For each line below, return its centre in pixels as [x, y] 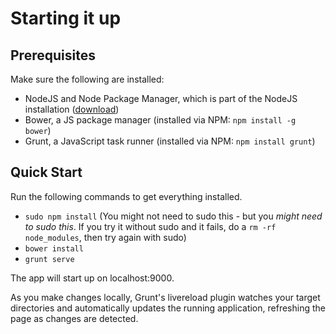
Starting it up [66, 18]
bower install [54, 248]
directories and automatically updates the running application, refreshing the [168, 308]
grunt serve [49, 259]
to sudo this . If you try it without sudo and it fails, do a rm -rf [150, 226]
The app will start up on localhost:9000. [92, 278]
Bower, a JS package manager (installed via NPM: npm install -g [160, 120]
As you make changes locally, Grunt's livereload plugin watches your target [165, 297]
